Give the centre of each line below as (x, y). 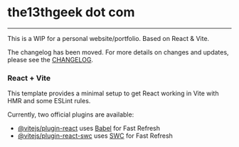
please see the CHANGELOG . (51, 59)
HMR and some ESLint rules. (49, 101)
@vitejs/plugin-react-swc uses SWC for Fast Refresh (95, 136)
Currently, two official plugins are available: (71, 114)
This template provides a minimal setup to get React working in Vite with (113, 93)
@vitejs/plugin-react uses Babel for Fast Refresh (89, 129)
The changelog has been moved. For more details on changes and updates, (118, 52)
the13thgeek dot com (71, 12)
